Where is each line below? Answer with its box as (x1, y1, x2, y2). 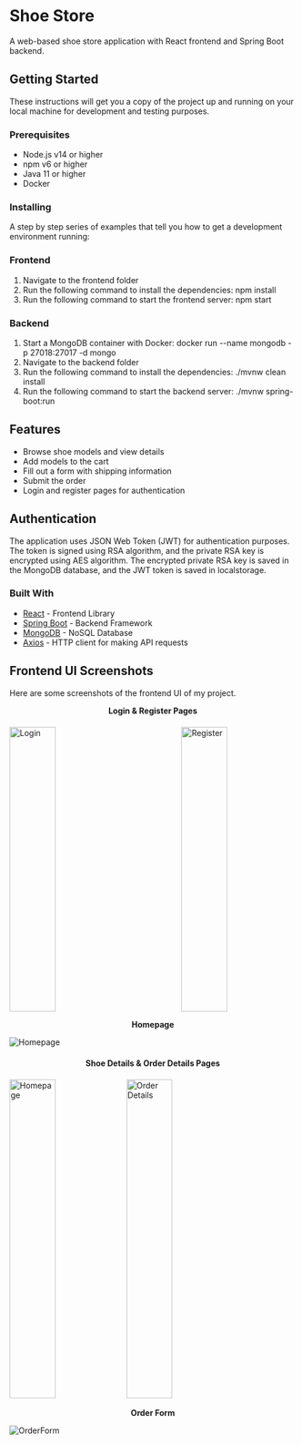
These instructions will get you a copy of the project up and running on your (9, 96, 294, 107)
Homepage (131, 1019, 175, 1029)
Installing (9, 200, 52, 213)
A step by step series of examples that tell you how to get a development (9, 221, 283, 232)
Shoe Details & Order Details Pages (85, 1058, 221, 1069)
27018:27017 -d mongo (30, 347, 116, 358)
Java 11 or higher (22, 169, 86, 179)
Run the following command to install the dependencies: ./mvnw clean (22, 366, 287, 377)
